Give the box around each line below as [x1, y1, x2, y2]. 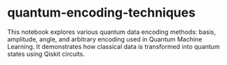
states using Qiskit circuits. [7, 50, 85, 58]
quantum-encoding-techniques [7, 5, 196, 21]
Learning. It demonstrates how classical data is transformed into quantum [7, 42, 220, 50]
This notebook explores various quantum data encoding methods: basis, [7, 28, 216, 36]
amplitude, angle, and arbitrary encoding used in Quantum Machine [7, 35, 202, 43]
